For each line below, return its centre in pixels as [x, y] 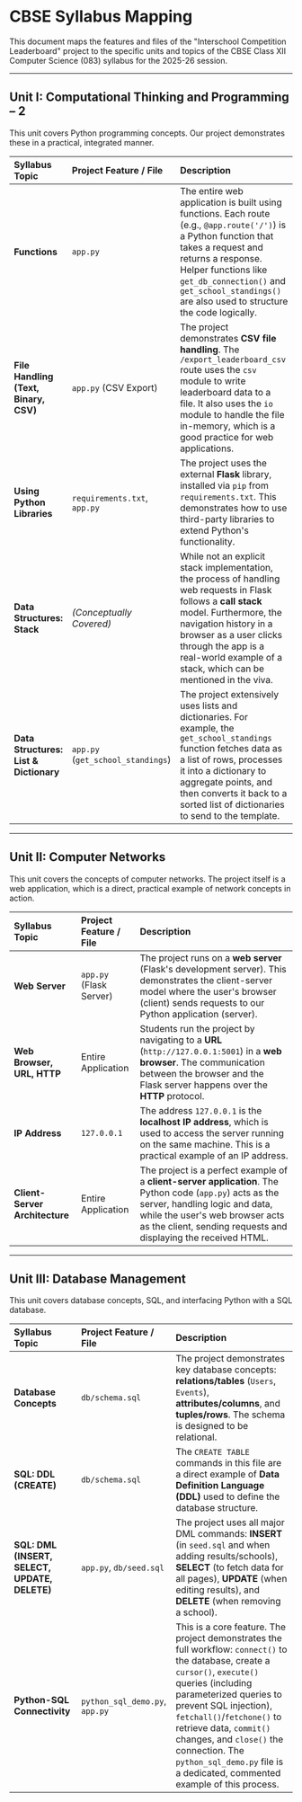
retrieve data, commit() [223, 1728]
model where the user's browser [208, 991]
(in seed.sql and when [222, 1545]
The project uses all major [230, 1522]
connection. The [209, 1751]
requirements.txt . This [228, 496]
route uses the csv [218, 369]
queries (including [213, 1683]
